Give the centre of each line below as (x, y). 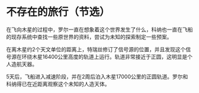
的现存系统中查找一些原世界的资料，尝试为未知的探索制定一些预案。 (89, 36)
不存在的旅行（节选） (58, 12)
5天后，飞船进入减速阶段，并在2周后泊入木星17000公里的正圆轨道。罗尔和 (97, 77)
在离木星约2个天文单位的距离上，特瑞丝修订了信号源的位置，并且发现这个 (96, 49)
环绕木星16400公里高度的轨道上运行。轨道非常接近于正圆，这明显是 (105, 57)
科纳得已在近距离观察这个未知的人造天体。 (58, 84)
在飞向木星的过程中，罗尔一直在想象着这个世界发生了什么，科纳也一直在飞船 (99, 29)
